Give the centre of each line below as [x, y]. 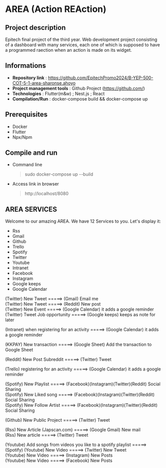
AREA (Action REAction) [56, 9]
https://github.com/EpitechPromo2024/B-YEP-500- [101, 78]
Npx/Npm [22, 137]
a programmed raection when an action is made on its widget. [69, 50]
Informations [26, 66]
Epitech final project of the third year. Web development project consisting [81, 39]
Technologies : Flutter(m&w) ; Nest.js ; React [58, 94]
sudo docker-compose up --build [59, 174]
